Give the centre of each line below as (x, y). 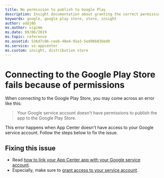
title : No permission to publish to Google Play (55, 10)
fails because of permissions (65, 85)
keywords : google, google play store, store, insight (61, 19)
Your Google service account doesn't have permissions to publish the (87, 113)
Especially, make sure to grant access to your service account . (75, 170)
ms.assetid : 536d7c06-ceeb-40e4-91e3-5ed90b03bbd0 (58, 41)
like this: (13, 103)
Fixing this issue (31, 148)
